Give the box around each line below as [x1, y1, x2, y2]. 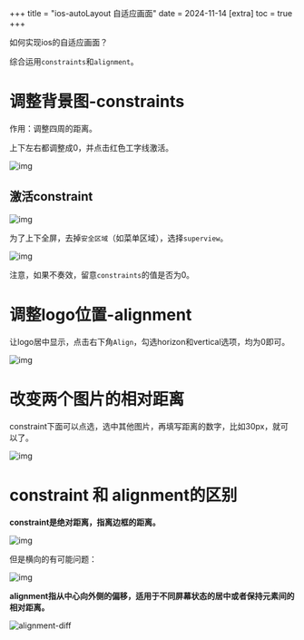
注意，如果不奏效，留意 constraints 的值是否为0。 [9, 269, 195, 280]
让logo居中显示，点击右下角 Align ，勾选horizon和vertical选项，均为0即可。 [9, 336, 290, 347]
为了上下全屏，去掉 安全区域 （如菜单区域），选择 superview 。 [9, 232, 229, 243]
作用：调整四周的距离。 [9, 123, 97, 133]
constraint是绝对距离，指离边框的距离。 [9, 517, 161, 527]
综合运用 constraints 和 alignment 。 [9, 56, 139, 66]
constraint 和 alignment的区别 [9, 485, 238, 506]
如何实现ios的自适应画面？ [9, 37, 109, 47]
